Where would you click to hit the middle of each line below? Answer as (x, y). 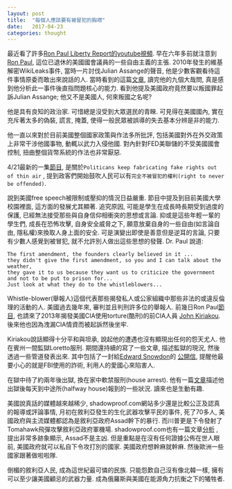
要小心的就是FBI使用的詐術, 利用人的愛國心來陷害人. (81, 366)
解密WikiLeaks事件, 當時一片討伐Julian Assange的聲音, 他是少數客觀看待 (111, 71)
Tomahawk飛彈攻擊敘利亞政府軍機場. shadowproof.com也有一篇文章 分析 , (113, 429)
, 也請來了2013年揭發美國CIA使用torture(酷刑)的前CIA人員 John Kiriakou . (117, 316)
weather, (20, 267)
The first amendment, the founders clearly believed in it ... (100, 255)
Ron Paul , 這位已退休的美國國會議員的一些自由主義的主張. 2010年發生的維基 (115, 62)
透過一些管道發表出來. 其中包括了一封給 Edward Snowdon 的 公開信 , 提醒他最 (115, 357)
